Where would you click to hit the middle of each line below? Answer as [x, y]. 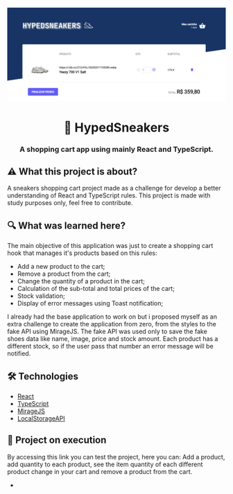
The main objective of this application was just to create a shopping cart [110, 246]
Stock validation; [41, 296]
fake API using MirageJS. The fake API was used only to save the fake [107, 332]
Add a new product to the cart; [61, 267]
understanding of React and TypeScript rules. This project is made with [109, 195]
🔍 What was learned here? [67, 226]
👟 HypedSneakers [116, 127]
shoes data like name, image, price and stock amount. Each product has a [113, 339]
